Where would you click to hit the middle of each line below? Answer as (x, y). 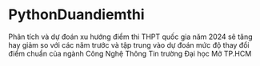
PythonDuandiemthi (76, 15)
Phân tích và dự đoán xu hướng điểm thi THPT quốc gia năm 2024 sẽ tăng (131, 37)
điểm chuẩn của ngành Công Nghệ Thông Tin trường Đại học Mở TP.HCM (130, 53)
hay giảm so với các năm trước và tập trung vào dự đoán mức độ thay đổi (129, 45)
